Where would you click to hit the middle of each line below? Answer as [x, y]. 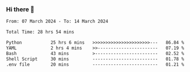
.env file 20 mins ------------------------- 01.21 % [95, 64]
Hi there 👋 [20, 9]
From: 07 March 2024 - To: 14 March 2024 [57, 22]
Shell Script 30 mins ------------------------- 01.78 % [95, 59]
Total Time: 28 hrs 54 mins [40, 32]
